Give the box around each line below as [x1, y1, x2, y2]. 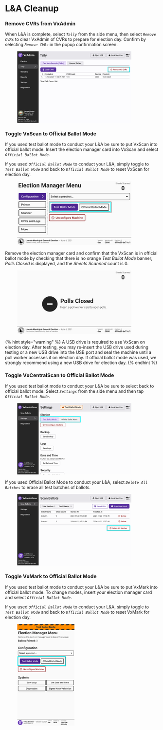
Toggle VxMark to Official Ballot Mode [5, 573, 97, 580]
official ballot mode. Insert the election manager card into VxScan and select [5, 146, 159, 152]
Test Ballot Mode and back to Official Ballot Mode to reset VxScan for [5, 166, 150, 172]
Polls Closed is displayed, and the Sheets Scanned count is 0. [5, 260, 129, 266]
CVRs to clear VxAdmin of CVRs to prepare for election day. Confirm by [5, 36, 146, 42]
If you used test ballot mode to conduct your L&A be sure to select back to [5, 383, 154, 389]
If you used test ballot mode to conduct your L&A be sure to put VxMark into [5, 584, 158, 590]
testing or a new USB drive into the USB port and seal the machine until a [5, 349, 152, 355]
